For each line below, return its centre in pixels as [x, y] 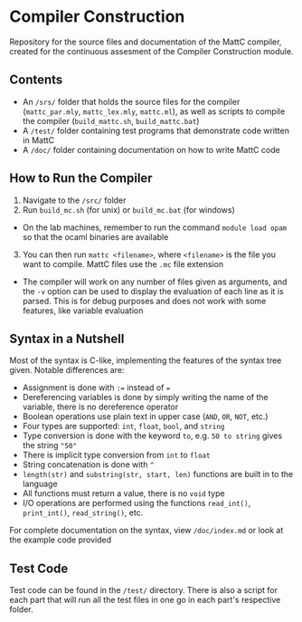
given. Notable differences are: [67, 370]
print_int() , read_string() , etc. [83, 512]
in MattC [38, 140]
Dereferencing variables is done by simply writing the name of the [145, 397]
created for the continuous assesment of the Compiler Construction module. [151, 51]
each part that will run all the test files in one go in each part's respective [145, 600]
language [40, 484]
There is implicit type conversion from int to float [116, 455]
